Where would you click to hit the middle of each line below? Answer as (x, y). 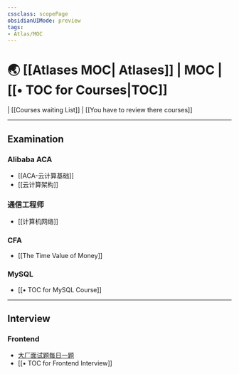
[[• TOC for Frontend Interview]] (65, 363)
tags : (15, 27)
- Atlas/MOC (25, 34)
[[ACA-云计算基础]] (46, 176)
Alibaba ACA (30, 159)
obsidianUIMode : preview (44, 21)
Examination (36, 139)
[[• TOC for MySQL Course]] (59, 289)
